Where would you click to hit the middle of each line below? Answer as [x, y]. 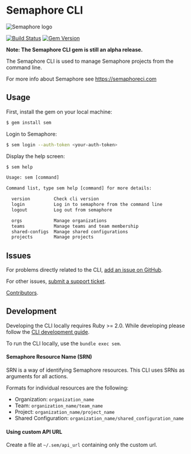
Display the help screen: [35, 156]
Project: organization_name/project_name [65, 412]
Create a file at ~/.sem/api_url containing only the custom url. [82, 445]
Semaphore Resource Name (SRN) [49, 357]
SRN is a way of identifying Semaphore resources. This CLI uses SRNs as [96, 370]
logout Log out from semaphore [62, 210]
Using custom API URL [34, 432]
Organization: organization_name [54, 400]
